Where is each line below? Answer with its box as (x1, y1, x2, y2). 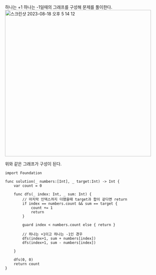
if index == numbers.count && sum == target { (22, 201, 118, 206)
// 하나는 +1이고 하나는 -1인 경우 (22, 232, 83, 237)
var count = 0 (14, 183, 42, 188)
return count (14, 261, 40, 266)
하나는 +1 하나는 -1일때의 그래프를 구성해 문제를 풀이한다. (5, 4, 113, 10)
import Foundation (5, 171, 42, 176)
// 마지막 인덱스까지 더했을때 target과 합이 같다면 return (22, 197, 128, 202)
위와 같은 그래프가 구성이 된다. (5, 161, 62, 166)
